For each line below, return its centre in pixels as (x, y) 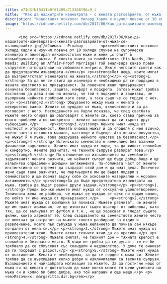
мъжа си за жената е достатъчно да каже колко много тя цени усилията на (83, 268)
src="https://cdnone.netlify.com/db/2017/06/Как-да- (85, 37)
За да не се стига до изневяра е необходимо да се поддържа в (93, 81)
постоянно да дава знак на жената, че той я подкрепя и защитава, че (79, 94)
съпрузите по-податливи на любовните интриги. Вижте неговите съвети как (83, 68)
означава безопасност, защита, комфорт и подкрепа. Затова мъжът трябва (82, 90)
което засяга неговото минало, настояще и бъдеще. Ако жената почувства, (83, 133)
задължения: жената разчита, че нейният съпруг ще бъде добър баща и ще (82, 159)
